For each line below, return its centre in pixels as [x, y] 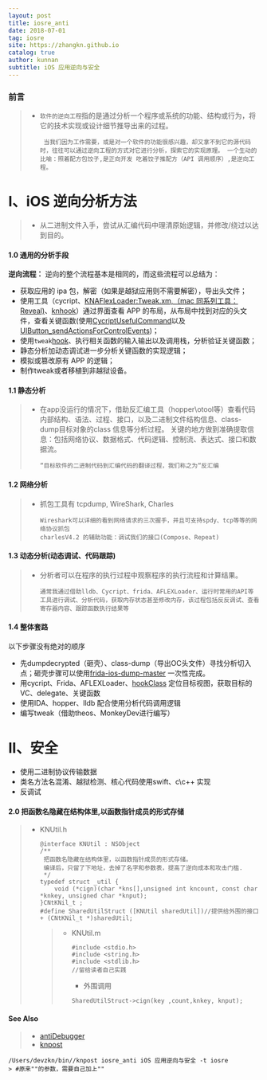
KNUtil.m [86, 933]
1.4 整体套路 [28, 627]
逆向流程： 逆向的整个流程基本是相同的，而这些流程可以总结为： [114, 274]
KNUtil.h [53, 830]
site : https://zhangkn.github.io [64, 45]
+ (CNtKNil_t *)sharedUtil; [86, 918]
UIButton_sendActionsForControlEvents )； [89, 331]
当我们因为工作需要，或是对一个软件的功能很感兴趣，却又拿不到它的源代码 [147, 143]
